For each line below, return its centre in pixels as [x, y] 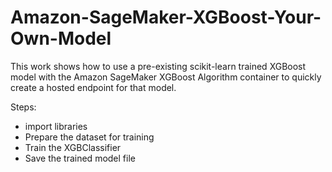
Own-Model [61, 38]
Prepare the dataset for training [89, 137]
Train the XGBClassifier [73, 147]
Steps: [23, 107]
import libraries [56, 126]
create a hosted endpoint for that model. [93, 87]
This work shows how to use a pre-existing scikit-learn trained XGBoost [158, 66]
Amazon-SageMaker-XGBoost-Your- [166, 17]
